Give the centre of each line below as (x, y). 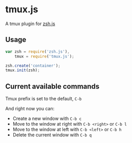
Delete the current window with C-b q (52, 135)
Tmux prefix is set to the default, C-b (43, 99)
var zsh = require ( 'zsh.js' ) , (38, 52)
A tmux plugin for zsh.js (30, 24)
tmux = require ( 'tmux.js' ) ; (44, 56)
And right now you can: (30, 109)
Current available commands (52, 86)
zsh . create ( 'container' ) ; (33, 66)
